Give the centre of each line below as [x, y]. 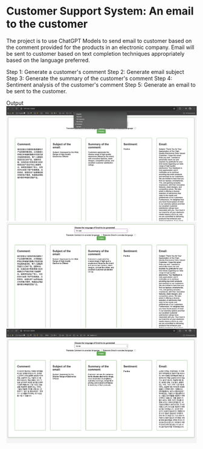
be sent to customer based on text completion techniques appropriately [95, 53]
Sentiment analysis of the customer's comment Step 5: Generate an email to [101, 85]
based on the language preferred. [48, 60]
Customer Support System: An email [100, 11]
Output [15, 103]
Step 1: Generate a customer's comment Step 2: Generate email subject [95, 72]
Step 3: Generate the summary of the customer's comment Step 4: [89, 78]
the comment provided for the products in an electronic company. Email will [100, 47]
